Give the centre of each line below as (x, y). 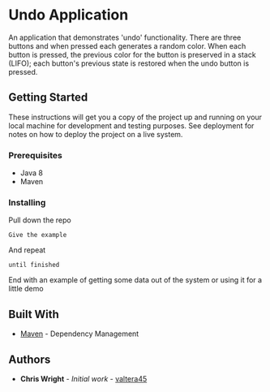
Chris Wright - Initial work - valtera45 (84, 378)
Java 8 (31, 173)
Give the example (38, 235)
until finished (34, 265)
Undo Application (69, 15)
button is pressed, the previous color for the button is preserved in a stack (133, 54)
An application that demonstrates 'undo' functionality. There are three (125, 37)
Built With (34, 314)
